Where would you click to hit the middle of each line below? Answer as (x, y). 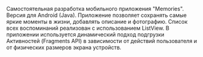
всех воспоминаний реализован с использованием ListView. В (88, 28)
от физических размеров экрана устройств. (64, 47)
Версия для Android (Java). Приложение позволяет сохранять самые (97, 15)
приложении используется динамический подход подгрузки (85, 35)
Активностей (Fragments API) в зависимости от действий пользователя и (102, 41)
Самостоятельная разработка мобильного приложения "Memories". (95, 9)
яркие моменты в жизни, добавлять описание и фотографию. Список (97, 22)
